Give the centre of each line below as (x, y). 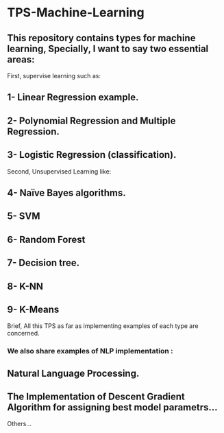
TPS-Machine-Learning (76, 13)
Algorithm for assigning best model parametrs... (112, 407)
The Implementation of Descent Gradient (96, 397)
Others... (20, 424)
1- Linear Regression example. (73, 97)
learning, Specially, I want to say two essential (108, 48)
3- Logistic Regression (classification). (92, 155)
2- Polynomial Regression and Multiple (91, 120)
